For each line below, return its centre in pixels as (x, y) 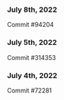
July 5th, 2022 (32, 43)
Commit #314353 (32, 57)
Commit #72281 (30, 90)
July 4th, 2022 (32, 75)
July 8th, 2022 (32, 10)
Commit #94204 (31, 25)
